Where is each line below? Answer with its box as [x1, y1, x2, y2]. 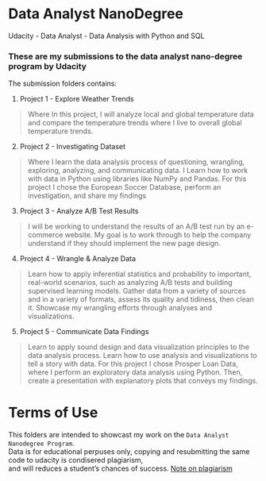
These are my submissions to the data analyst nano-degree [8, 51, 243, 62]
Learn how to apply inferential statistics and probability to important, [27, 269, 252, 279]
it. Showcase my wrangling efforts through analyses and [27, 303, 213, 313]
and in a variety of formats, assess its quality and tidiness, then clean [27, 294, 254, 304]
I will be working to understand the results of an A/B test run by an [27, 221, 245, 231]
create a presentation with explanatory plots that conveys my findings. [27, 376, 258, 386]
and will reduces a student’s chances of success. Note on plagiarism [8, 464, 233, 473]
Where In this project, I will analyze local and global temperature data [27, 110, 254, 119]
